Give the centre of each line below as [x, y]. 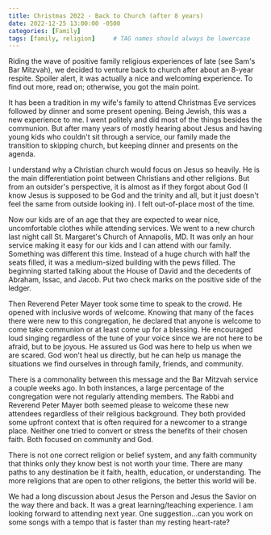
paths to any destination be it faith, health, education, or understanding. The [135, 472]
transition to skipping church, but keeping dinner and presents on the [123, 145]
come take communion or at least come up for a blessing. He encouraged [131, 330]
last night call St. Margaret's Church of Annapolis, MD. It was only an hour [131, 237]
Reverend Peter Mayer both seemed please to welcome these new [119, 405]
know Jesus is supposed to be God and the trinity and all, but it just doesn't [134, 195]
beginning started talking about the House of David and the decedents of [130, 271]
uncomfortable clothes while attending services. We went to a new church [132, 228]
